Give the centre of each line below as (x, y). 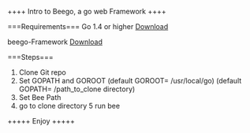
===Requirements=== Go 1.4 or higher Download (88, 26)
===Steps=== (31, 57)
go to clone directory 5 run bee (69, 106)
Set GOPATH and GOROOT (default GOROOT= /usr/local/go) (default (130, 81)
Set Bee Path (40, 97)
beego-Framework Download (55, 42)
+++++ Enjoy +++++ (41, 121)
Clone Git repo (42, 72)
